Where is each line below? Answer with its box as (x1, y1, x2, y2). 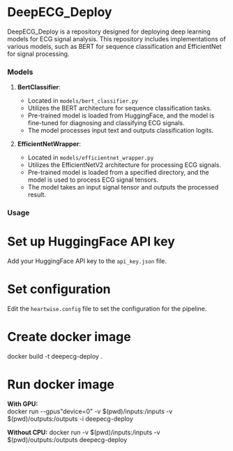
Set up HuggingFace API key (7, 234, 176, 250)
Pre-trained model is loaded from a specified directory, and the (27, 169, 209, 177)
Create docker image (7, 329, 131, 345)
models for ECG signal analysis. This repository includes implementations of (7, 34, 226, 43)
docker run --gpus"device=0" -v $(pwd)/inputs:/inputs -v (7, 407, 173, 415)
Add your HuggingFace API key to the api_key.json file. (7, 257, 167, 266)
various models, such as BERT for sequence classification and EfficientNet (7, 42, 222, 50)
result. (27, 190, 47, 199)
